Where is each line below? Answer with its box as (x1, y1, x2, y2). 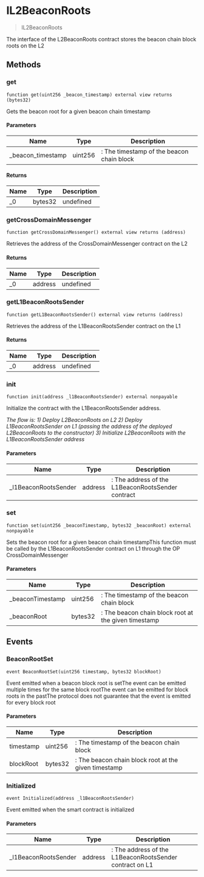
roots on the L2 (6, 42, 44, 49)
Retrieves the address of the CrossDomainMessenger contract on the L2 (6, 240, 188, 247)
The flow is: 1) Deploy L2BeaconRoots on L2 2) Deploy (6, 416, 143, 424)
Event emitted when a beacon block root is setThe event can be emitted (6, 679, 186, 687)
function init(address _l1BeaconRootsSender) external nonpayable (6, 394, 178, 400)
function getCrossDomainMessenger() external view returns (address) (6, 229, 186, 236)
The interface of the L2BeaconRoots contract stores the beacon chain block (6, 35, 197, 43)
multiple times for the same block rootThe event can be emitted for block (6, 686, 189, 693)
